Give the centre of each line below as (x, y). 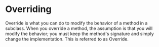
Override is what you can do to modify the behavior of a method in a (76, 23)
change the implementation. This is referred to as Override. (67, 39)
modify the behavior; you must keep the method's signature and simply (79, 33)
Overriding (28, 9)
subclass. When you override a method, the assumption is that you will (79, 28)
